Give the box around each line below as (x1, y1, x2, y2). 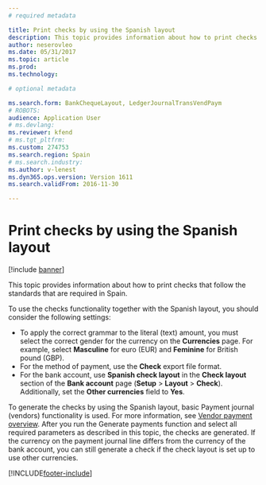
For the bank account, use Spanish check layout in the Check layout (19, 371, 247, 380)
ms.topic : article (8, 56, 69, 64)
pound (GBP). (19, 353, 65, 363)
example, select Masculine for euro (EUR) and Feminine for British (19, 345, 238, 355)
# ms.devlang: (8, 121, 56, 130)
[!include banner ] (8, 265, 65, 274)
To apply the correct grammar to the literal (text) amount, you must (19, 328, 239, 338)
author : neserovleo (8, 41, 73, 48)
